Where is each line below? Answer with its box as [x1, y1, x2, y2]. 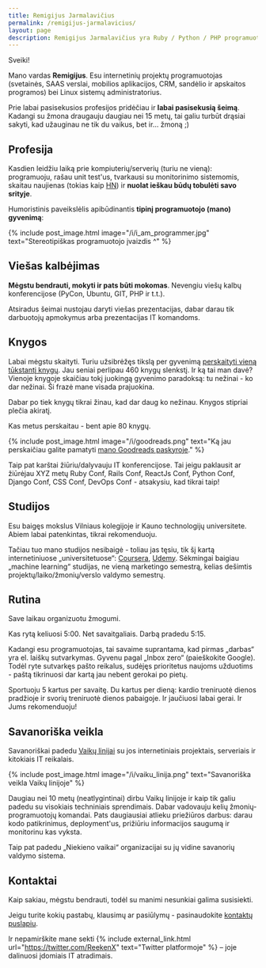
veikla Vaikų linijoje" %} [8, 778, 85, 788]
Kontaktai [8, 874, 58, 887]
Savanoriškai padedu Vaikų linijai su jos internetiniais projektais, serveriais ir [8, 746, 256, 756]
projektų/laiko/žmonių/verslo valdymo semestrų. [8, 570, 165, 579]
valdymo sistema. [8, 851, 66, 860]
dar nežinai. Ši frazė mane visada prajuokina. [8, 382, 155, 391]
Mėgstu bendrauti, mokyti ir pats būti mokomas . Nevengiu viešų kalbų [8, 280, 242, 290]
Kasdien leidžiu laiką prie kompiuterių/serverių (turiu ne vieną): [8, 164, 212, 173]
